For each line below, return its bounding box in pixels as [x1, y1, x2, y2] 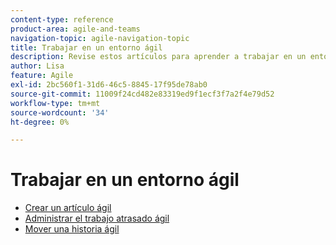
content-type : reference [10, 14, 114, 25]
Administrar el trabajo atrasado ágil [24, 212, 170, 225]
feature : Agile [10, 71, 74, 81]
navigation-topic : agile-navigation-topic [10, 33, 190, 43]
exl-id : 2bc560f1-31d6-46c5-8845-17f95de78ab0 [10, 80, 208, 90]
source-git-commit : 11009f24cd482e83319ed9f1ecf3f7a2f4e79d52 [10, 89, 275, 99]
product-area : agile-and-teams [10, 24, 141, 34]
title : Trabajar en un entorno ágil [10, 42, 163, 53]
